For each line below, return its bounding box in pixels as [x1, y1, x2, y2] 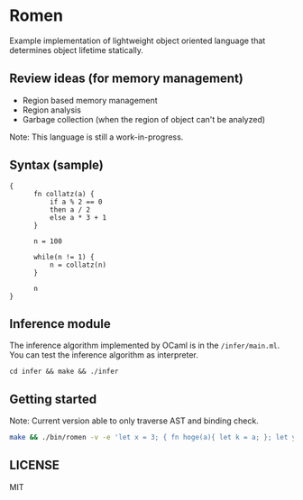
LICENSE [9, 458, 60, 473]
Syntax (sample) [9, 158, 104, 173]
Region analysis [22, 105, 81, 115]
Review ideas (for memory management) [9, 71, 243, 86]
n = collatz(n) [49, 260, 106, 269]
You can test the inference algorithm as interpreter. [9, 350, 198, 360]
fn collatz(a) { [32, 189, 95, 198]
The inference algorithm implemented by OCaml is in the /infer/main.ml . [9, 340, 280, 351]
